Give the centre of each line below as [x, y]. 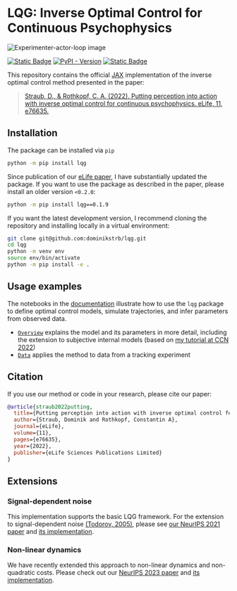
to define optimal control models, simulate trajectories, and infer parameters [118, 311]
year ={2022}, [33, 446]
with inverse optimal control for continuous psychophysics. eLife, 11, [124, 103]
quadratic [21, 573]
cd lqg [17, 245]
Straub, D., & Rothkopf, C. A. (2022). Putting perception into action [121, 96]
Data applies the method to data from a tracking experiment [104, 355]
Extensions [32, 481]
